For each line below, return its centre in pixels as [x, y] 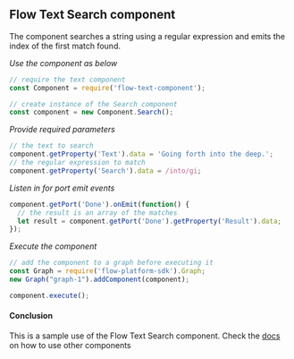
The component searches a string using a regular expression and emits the [147, 36]
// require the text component [67, 80]
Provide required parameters [63, 130]
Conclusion [31, 316]
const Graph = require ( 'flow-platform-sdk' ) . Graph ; [107, 271]
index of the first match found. [65, 46]
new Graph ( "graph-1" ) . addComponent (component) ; [100, 280]
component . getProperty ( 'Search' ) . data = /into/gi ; [105, 171]
